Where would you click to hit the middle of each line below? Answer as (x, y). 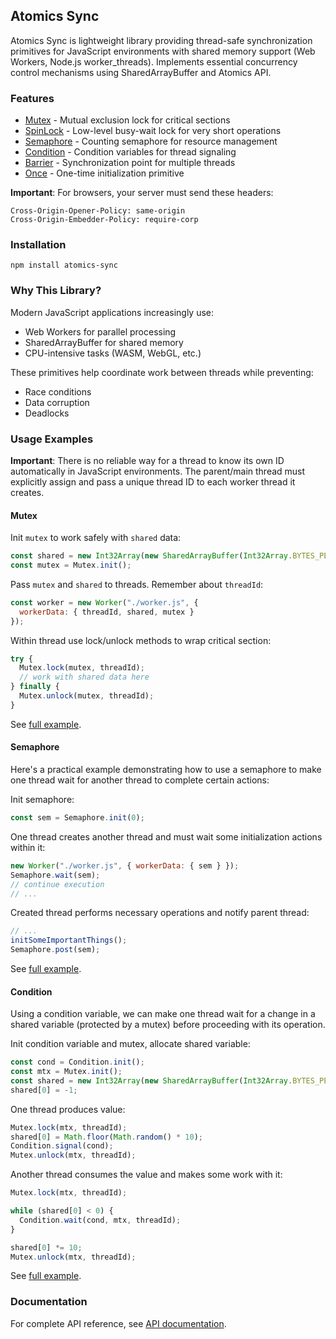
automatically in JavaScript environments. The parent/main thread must (158, 471)
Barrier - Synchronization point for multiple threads (130, 163)
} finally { (35, 687)
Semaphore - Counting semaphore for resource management (151, 141)
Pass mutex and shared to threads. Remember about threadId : (137, 584)
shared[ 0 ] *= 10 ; (46, 1247)
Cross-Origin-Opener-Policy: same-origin (98, 211)
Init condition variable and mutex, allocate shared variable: (130, 1044)
